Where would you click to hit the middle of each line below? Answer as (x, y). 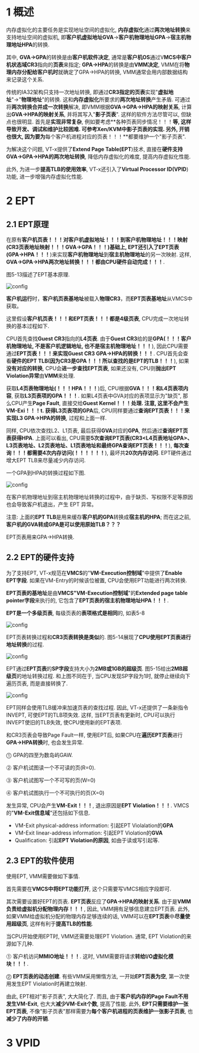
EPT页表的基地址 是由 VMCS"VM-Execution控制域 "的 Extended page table (97, 593)
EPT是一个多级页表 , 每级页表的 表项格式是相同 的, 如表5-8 (76, 613)
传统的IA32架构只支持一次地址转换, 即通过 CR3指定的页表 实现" (82, 92)
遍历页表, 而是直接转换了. (37, 683)
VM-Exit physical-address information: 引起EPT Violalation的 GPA (94, 825)
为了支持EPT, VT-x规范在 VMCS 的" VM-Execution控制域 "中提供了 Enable (94, 572)
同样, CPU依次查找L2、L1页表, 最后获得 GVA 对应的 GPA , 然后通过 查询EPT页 (97, 430)
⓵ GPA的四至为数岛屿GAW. (39, 755)
